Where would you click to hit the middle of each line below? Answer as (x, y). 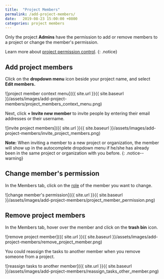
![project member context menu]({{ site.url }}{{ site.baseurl (64, 94)
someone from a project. (30, 257)
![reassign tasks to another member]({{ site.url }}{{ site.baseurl (69, 266)
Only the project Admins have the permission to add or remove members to (82, 37)
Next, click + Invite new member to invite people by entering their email (78, 113)
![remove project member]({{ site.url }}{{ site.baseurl (58, 236)
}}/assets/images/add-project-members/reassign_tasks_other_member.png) (82, 271)
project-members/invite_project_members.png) (53, 133)
